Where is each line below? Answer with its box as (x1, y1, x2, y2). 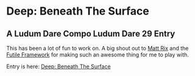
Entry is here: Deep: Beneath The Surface (6, 63, 111, 70)
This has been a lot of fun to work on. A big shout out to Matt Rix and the (6, 44, 189, 52)
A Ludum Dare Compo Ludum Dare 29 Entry (6, 29, 175, 39)
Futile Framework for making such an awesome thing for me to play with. (6, 51, 189, 58)
